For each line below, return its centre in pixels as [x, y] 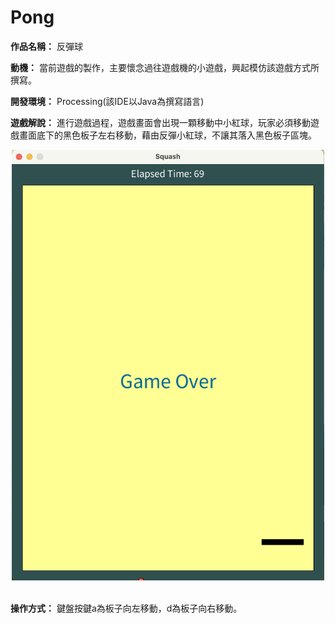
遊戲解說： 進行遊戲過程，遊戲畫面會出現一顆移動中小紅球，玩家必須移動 [160, 122]
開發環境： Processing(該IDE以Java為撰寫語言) [107, 101]
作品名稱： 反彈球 [46, 46]
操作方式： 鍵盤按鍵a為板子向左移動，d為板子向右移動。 [126, 608]
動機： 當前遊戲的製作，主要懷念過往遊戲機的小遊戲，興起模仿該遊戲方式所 [165, 67]
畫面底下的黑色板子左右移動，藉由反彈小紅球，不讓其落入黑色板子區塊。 [167, 135]
